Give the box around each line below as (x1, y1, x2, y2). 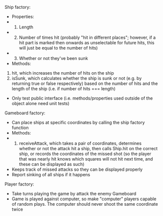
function (11, 125, 29, 131)
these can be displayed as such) (19, 162, 85, 167)
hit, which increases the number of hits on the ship (11, 70, 114, 76)
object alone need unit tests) (11, 101, 70, 106)
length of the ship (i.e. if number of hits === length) (11, 86, 116, 91)
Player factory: (4, 181, 35, 187)
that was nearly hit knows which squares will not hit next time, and (19, 156, 153, 162)
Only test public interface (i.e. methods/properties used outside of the (11, 95, 153, 101)
